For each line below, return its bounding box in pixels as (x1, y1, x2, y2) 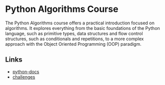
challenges (12, 74, 35, 80)
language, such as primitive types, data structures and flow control (5, 30, 143, 36)
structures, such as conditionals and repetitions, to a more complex (5, 36, 144, 42)
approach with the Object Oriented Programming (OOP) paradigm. (5, 41, 141, 47)
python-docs (12, 69, 39, 75)
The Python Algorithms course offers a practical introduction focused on (5, 20, 155, 26)
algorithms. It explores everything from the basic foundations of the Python (5, 25, 160, 31)
